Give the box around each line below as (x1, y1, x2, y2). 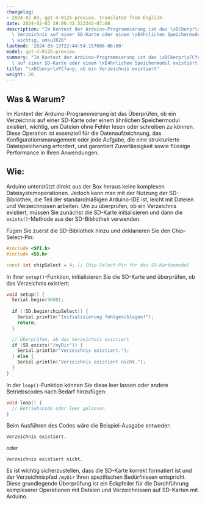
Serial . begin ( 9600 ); (12, 297, 64, 303)
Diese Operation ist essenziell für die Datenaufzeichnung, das (6, 129, 162, 137)
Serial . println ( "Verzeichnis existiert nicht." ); (17, 359, 146, 365)
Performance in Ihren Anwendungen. (6, 149, 99, 156)
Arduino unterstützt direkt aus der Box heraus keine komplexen (6, 182, 165, 190)
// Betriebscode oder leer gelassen (12, 405, 105, 412)
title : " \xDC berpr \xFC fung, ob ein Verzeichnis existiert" (6, 65, 160, 72)
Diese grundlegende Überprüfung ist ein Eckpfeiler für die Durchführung (6, 480, 189, 487)
